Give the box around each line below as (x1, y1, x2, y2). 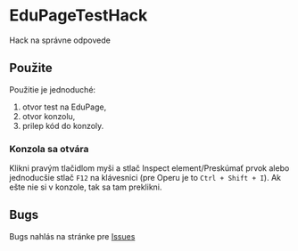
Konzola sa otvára (9, 142, 89, 155)
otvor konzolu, (21, 110, 76, 121)
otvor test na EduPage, (21, 101, 107, 112)
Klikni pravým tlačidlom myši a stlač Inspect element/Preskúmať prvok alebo (9, 163, 290, 174)
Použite (9, 61, 54, 76)
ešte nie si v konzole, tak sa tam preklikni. (9, 182, 162, 192)
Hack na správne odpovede (9, 35, 112, 45)
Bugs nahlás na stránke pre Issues (9, 231, 136, 241)
